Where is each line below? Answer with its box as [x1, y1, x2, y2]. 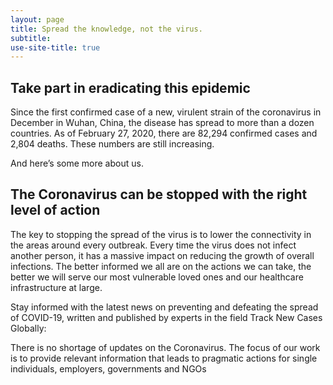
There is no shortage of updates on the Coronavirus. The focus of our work [10, 341, 321, 353]
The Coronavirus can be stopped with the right [10, 186, 308, 203]
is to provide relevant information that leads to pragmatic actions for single [10, 352, 318, 364]
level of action [10, 202, 101, 219]
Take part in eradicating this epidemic [10, 79, 251, 96]
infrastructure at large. [10, 281, 103, 293]
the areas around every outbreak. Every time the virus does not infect [10, 239, 297, 251]
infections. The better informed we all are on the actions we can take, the [10, 260, 312, 272]
